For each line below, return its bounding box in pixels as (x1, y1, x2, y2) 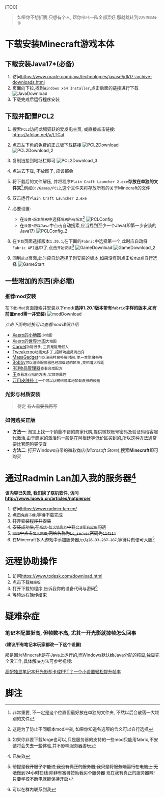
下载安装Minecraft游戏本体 (5, 39, 114, 50)
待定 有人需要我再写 (17, 403, 57, 409)
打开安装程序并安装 (12, 518, 52, 524)
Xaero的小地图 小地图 (12, 332, 53, 338)
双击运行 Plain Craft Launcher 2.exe (12, 195, 87, 201)
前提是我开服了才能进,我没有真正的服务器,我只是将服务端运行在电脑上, (12, 764, 154, 769)
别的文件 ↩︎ (12, 716, 35, 721)
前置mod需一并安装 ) (5, 311, 47, 317)
